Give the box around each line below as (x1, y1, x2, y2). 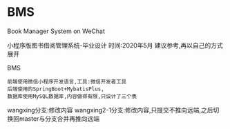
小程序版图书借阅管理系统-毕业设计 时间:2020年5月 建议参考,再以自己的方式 (7, 41, 223, 49)
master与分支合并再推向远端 (19, 115, 100, 123)
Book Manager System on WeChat (7, 27, 106, 35)
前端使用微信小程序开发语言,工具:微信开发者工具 (7, 78, 126, 85)
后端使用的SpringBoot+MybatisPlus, (7, 86, 105, 92)
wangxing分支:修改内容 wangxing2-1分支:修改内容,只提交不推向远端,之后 (7, 106, 213, 114)
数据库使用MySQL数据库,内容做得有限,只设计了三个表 (7, 92, 137, 100)
